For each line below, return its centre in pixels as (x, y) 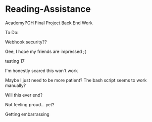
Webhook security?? (26, 42)
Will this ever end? (24, 95)
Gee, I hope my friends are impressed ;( (46, 51)
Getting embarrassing (27, 114)
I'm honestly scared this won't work (42, 71)
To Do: (12, 32)
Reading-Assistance (48, 9)
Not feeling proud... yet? (30, 104)
